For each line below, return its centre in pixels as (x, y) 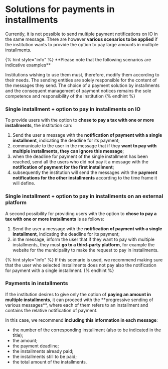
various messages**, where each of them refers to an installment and (77, 305)
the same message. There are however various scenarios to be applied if (81, 39)
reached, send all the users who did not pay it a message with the (80, 162)
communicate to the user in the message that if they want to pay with (85, 146)
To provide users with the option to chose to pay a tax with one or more (80, 120)
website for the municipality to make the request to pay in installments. (86, 250)
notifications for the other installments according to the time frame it (85, 178)
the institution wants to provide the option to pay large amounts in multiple (82, 44)
